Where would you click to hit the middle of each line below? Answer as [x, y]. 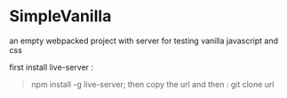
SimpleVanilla [60, 16]
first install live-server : [52, 67]
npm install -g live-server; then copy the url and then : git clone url [152, 84]
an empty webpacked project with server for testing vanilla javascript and [143, 41]
